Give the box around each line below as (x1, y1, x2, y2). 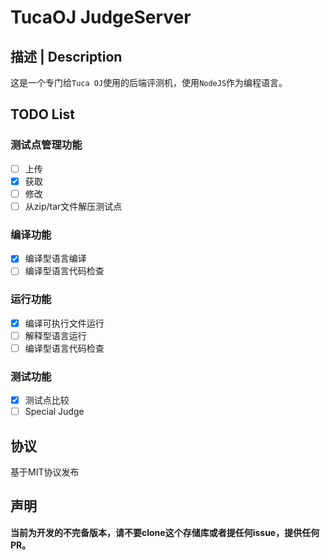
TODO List (10, 106, 75, 123)
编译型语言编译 (24, 252, 87, 265)
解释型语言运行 (24, 329, 87, 341)
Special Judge (24, 406, 85, 418)
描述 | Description (10, 48, 123, 65)
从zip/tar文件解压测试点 (24, 200, 123, 212)
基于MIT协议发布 (10, 466, 80, 478)
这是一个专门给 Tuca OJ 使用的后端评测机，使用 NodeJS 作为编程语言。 (10, 77, 288, 88)
